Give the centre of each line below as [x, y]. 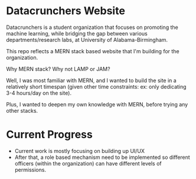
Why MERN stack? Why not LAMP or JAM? [58, 69]
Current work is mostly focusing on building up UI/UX [80, 151]
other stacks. [22, 110]
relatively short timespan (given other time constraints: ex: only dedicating [97, 86]
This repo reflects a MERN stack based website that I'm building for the [93, 51]
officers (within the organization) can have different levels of [88, 163]
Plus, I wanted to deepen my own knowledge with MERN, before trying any [97, 104]
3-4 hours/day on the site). [39, 93]
